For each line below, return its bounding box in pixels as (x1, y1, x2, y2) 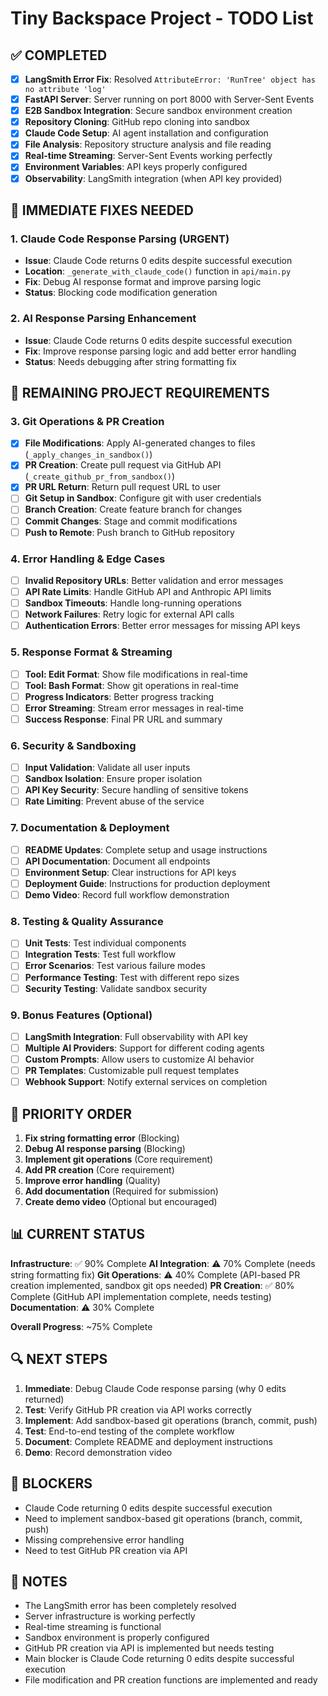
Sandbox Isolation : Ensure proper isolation (24, 773, 203, 785)
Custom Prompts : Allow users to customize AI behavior (24, 1053, 255, 1066)
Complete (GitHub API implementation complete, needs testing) (10, 1290, 272, 1302)
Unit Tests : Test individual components (24, 937, 187, 949)
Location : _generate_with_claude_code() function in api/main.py (24, 265, 292, 277)
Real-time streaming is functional (24, 1621, 162, 1633)
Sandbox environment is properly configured (24, 1632, 210, 1644)
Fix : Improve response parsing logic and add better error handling (24, 345, 297, 357)
